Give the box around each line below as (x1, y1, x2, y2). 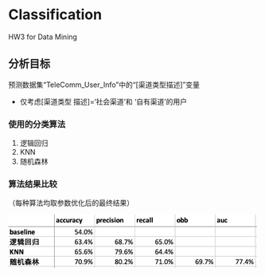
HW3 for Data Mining (8, 32, 78, 41)
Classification (8, 6, 102, 24)
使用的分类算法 (8, 118, 66, 129)
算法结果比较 (8, 178, 58, 189)
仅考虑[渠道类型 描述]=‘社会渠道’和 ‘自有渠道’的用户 (19, 97, 187, 106)
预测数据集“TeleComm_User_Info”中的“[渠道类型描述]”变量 (8, 80, 201, 89)
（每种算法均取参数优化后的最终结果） (8, 198, 134, 208)
